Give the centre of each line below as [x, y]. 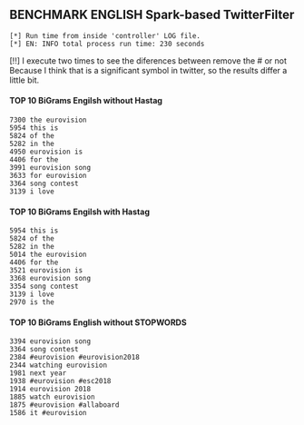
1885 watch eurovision [52, 397]
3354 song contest [44, 287]
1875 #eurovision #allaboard [64, 405]
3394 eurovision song [50, 341]
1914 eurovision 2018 [50, 390]
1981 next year [38, 373]
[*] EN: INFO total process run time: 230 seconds [107, 44]
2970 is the [32, 302]
